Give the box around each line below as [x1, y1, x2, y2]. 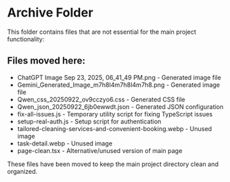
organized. [7, 167, 38, 175]
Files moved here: [7, 55, 86, 67]
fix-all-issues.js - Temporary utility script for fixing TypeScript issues [17, 110, 213, 118]
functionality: [7, 34, 45, 43]
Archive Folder [7, 5, 93, 21]
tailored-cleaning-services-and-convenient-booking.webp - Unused [17, 124, 212, 132]
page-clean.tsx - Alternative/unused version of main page [17, 146, 183, 154]
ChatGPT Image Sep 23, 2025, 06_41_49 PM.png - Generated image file [17, 73, 222, 81]
